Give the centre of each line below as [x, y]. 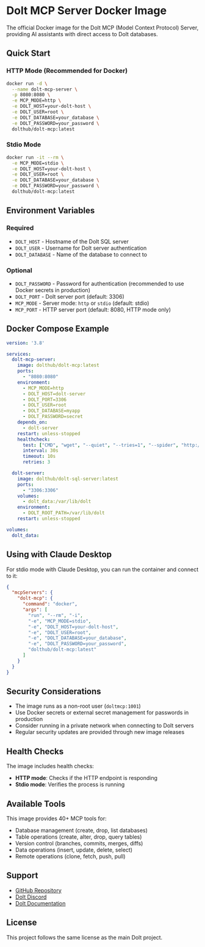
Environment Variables [51, 211]
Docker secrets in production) [52, 290]
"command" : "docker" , [50, 604]
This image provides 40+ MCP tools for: [56, 818]
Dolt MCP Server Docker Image [86, 11]
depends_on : [32, 422]
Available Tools [36, 803]
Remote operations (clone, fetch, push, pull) [70, 856]
